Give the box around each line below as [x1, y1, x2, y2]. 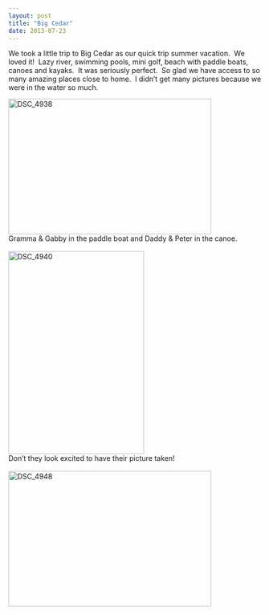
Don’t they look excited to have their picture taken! [8, 454, 175, 463]
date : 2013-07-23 [8, 26, 67, 35]
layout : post [8, 11, 52, 20]
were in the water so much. [8, 83, 99, 92]
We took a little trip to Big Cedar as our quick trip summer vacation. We [8, 49, 245, 59]
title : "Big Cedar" [8, 19, 74, 27]
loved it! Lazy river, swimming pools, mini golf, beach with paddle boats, [8, 57, 249, 67]
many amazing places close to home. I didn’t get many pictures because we [8, 74, 262, 84]
